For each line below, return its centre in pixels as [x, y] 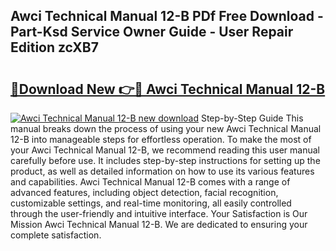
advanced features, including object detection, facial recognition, [144, 192]
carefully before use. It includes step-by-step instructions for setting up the [165, 160]
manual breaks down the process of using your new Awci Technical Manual [166, 128]
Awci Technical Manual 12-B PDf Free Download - [167, 16]
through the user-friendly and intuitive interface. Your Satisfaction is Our [159, 213]
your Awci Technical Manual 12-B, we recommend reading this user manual [165, 150]
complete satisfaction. [56, 235]
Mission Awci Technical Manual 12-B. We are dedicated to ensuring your [159, 224]
